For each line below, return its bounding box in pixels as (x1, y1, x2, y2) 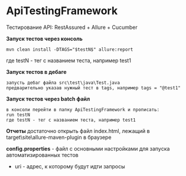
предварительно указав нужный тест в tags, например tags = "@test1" (6, 84, 181, 91)
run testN (6, 112, 31, 118)
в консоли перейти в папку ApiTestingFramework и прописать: (6, 106, 160, 113)
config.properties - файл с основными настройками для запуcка (6, 145, 170, 152)
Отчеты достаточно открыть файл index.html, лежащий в (6, 127, 150, 134)
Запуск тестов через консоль (6, 35, 83, 42)
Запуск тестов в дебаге (6, 68, 67, 75)
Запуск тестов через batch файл (6, 95, 90, 102)
